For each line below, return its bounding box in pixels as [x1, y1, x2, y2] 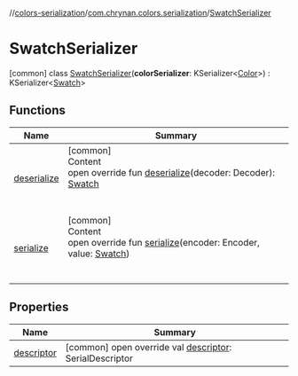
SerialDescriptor [65, 352, 133, 364]
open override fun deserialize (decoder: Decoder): [67, 166, 276, 178]
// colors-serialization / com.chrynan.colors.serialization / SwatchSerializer [9, 8, 272, 18]
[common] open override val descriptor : [65, 341, 232, 353]
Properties [9, 300, 69, 315]
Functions [9, 103, 67, 118]
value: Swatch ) [67, 247, 130, 260]
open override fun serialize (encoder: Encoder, [67, 236, 260, 248]
